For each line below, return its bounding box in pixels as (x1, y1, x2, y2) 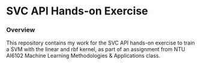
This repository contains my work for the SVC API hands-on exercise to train (6, 39, 195, 46)
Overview (6, 26, 35, 34)
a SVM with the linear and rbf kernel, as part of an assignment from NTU (6, 46, 185, 53)
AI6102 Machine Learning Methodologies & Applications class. (6, 52, 161, 60)
